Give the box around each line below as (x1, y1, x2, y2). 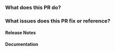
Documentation (5, 41, 38, 47)
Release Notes (5, 29, 36, 36)
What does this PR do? (5, 4, 61, 11)
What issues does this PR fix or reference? (5, 17, 110, 24)
